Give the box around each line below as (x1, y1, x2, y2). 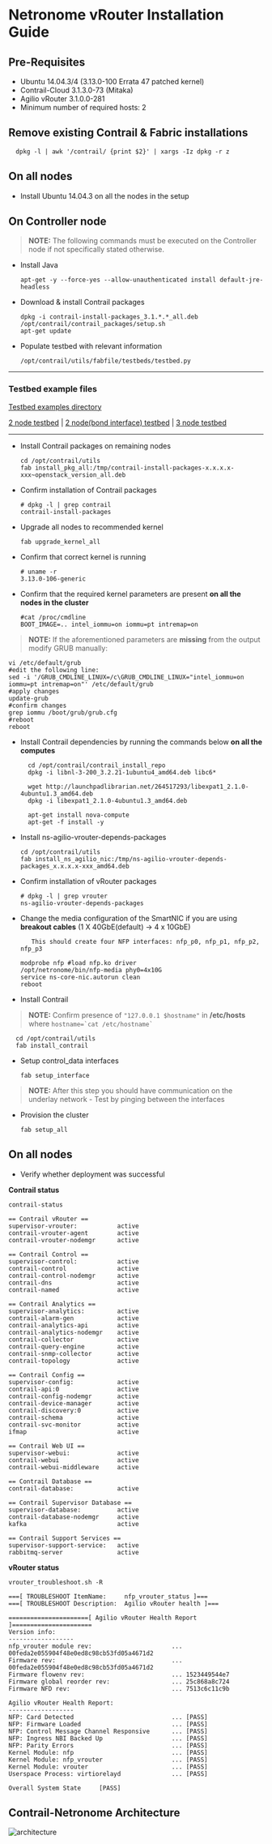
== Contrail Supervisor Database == (8, 1499, 132, 1507)
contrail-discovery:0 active (8, 1406, 139, 1414)
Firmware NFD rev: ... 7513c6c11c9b (8, 1684, 230, 1692)
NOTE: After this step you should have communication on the (28, 1085, 233, 1096)
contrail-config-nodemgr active (8, 1392, 139, 1400)
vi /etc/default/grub (8, 658, 82, 667)
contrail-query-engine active (8, 1342, 139, 1351)
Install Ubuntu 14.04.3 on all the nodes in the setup (19, 191, 189, 200)
